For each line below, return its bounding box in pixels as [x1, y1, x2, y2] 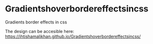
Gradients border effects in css [5, 19, 67, 25]
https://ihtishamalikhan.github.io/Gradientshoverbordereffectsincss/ [5, 33, 141, 39]
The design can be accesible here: [5, 28, 74, 34]
